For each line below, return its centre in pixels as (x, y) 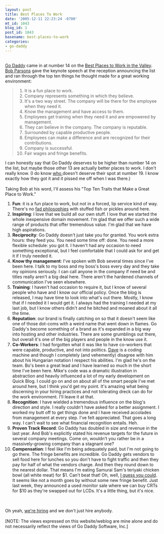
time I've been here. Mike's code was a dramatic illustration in (74, 370)
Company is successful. (49, 148)
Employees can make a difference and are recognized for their (87, 138)
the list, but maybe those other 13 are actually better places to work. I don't (81, 168)
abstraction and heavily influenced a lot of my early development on (81, 376)
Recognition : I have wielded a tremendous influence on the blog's (79, 402)
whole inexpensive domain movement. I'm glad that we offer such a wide (86, 219)
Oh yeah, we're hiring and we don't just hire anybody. (59, 510)
